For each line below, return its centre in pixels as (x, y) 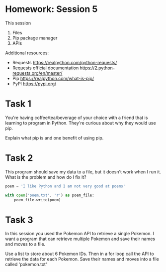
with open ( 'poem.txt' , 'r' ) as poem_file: (50, 195)
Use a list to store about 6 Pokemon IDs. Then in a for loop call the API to (80, 254)
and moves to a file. (25, 244)
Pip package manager (35, 38)
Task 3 (19, 220)
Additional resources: (27, 53)
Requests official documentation (45, 68)
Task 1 (18, 104)
